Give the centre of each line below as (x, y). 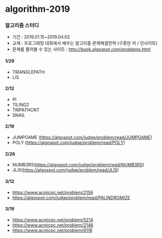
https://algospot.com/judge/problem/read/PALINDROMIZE (71, 198)
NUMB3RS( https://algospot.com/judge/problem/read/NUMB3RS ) (78, 165)
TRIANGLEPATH (29, 72)
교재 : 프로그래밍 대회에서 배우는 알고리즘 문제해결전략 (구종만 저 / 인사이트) (85, 43)
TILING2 (21, 104)
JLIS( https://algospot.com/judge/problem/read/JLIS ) (65, 170)
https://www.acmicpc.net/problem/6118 (52, 230)
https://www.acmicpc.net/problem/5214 (53, 220)
